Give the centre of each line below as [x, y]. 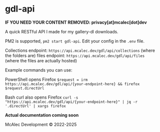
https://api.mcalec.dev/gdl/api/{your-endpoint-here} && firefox [72, 84]
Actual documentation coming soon [42, 115]
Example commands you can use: [39, 70]
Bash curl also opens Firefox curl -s [42, 97]
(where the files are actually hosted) [41, 60]
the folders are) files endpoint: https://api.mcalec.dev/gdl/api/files [75, 55]
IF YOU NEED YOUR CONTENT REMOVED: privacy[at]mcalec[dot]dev [76, 22]
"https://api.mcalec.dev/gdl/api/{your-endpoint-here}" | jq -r [71, 102]
